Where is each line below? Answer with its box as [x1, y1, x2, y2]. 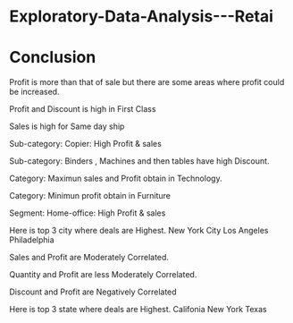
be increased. [9, 87, 60, 98]
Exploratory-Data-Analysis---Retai [9, 6, 274, 27]
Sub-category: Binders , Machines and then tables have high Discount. [9, 156, 270, 166]
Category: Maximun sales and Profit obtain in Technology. [9, 173, 222, 184]
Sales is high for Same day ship [9, 121, 125, 132]
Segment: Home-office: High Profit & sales [9, 208, 166, 218]
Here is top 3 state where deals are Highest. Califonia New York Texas [9, 304, 268, 315]
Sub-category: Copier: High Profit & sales [9, 139, 163, 149]
